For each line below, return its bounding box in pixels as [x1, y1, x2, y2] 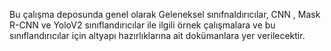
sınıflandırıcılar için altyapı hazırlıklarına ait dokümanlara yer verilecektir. [9, 30, 306, 41]
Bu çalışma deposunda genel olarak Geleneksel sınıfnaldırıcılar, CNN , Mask [9, 9, 321, 20]
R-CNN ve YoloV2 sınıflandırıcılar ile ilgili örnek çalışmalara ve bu [9, 19, 276, 31]
